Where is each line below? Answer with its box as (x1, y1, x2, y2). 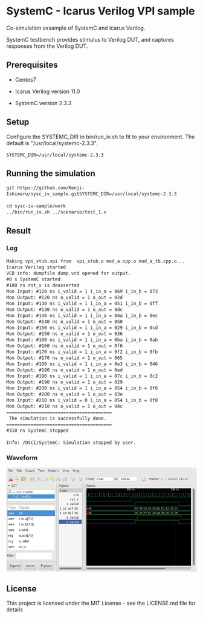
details (6, 606, 23, 613)
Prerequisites (6, 60, 58, 70)
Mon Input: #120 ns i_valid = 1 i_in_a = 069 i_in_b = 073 (6, 288, 158, 294)
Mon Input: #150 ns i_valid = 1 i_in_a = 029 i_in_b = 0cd (6, 325, 158, 331)
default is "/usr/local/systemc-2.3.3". (6, 139, 98, 146)
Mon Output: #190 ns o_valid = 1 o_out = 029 (6, 379, 123, 385)
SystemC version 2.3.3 (14, 99, 72, 106)
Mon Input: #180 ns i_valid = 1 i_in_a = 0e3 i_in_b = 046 (6, 361, 158, 367)
